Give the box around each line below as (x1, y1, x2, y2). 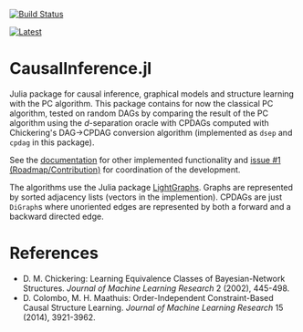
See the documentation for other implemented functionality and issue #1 (9, 154, 281, 165)
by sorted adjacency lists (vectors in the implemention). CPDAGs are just (9, 192, 283, 202)
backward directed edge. (9, 211, 104, 222)
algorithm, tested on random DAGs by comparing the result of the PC (9, 108, 269, 119)
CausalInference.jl (9, 58, 152, 79)
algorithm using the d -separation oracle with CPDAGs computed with (9, 117, 269, 128)
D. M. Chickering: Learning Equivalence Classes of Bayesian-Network (22, 273, 286, 284)
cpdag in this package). (9, 137, 95, 148)
